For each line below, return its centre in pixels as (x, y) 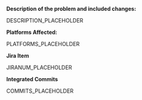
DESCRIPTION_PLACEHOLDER (45, 20)
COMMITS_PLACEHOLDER (40, 91)
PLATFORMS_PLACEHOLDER (43, 44)
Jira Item (18, 56)
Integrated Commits (32, 79)
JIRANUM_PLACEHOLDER (39, 67)
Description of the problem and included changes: (71, 9)
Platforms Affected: (32, 32)
